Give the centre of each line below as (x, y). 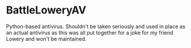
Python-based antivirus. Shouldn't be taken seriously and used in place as (96, 26)
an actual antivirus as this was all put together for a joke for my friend (90, 32)
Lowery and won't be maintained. (46, 39)
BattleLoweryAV (46, 10)
